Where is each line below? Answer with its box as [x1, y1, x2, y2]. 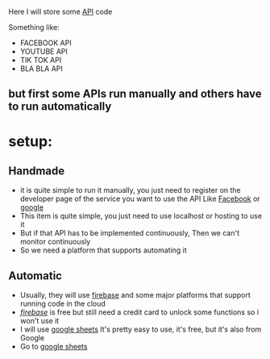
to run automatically [8, 100, 112, 114]
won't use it [19, 316, 60, 326]
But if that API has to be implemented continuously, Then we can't [19, 228, 240, 238]
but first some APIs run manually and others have [8, 87, 262, 101]
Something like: [8, 23, 60, 31]
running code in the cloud [19, 298, 106, 309]
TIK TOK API [19, 56, 62, 65]
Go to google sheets [19, 342, 88, 352]
